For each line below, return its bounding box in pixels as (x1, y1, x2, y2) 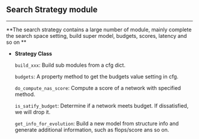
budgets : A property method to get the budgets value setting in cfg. (14, 73, 179, 80)
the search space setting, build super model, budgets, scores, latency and (6, 32, 187, 39)
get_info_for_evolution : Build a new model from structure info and (14, 119, 179, 127)
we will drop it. (14, 108, 51, 115)
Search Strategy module (6, 5, 98, 15)
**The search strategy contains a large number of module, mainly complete (6, 26, 192, 33)
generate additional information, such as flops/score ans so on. (14, 126, 169, 133)
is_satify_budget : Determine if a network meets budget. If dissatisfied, (14, 102, 189, 109)
